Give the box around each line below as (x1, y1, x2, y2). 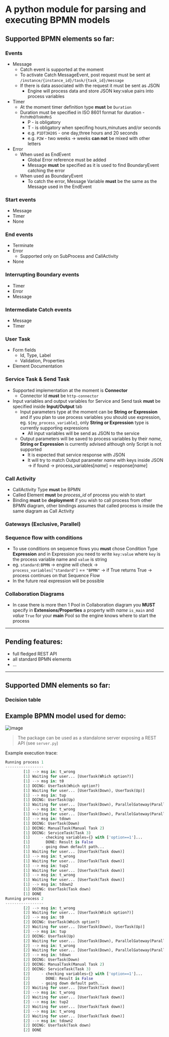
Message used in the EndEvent (27, 183, 92, 190)
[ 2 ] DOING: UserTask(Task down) (23, 1023, 92, 1028)
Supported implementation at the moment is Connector (12, 387, 128, 393)
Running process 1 (5, 760, 44, 765)
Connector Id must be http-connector (20, 393, 99, 399)
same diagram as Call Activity (12, 508, 74, 514)
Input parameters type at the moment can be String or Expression (20, 408, 158, 415)
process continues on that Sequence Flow (12, 573, 100, 579)
